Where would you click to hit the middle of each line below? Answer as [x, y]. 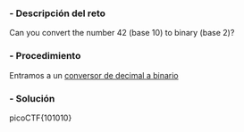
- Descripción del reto [57, 13]
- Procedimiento [45, 56]
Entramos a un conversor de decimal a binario [94, 75]
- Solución [32, 98]
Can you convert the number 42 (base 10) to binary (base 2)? [122, 33]
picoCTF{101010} [41, 118]
